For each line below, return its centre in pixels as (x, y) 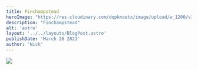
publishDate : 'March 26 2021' (43, 39)
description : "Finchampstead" (43, 22)
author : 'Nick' (25, 45)
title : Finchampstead (33, 11)
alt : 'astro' (22, 28)
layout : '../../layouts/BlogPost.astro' (57, 34)
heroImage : (19, 17)
